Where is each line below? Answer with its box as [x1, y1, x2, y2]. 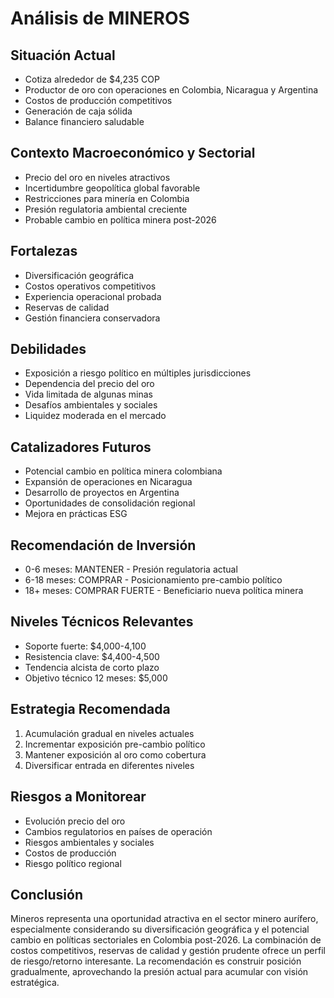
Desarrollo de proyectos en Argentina [24, 487, 180, 499]
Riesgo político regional [24, 857, 122, 869]
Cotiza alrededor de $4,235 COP [24, 73, 160, 85]
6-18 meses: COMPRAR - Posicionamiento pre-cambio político [24, 574, 283, 586]
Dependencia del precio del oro [24, 378, 155, 390]
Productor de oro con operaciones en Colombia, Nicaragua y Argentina [24, 84, 319, 96]
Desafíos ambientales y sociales [24, 399, 158, 411]
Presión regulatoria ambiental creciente [24, 203, 188, 215]
